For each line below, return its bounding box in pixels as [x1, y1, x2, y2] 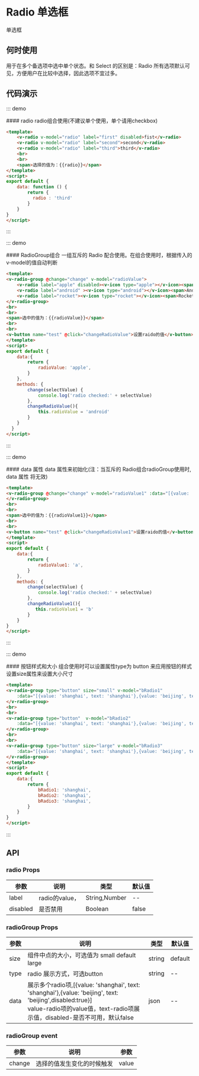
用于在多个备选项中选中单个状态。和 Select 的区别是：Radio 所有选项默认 [6, 62, 185, 69]
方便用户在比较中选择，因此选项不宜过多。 [16, 69, 120, 77]
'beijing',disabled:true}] [27, 996, 93, 1004]
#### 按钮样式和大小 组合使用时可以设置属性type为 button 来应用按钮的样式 [6, 663, 192, 670]
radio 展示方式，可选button [27, 970, 103, 978]
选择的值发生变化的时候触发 [36, 1059, 114, 1068]
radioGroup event [6, 1031, 58, 1040]
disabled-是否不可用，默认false [45, 1014, 134, 1022]
